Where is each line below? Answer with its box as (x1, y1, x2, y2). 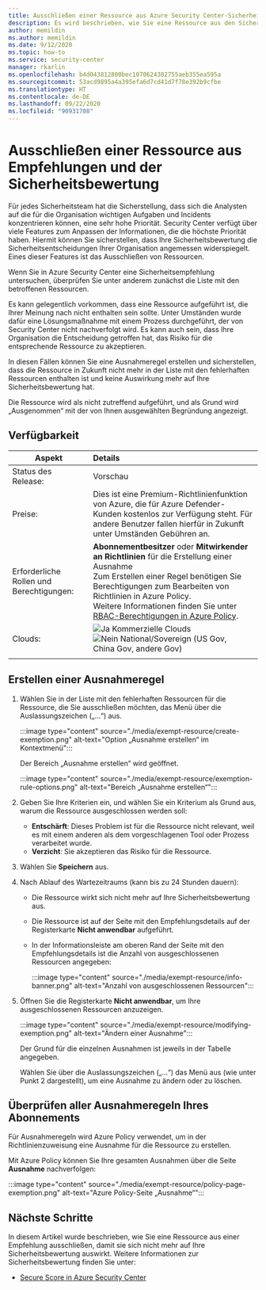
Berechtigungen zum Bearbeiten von (93, 580, 230, 591)
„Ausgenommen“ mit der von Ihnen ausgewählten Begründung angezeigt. (8, 406, 249, 415)
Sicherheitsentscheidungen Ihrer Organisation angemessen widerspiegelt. (8, 243, 251, 253)
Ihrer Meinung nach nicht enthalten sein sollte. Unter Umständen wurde (8, 307, 241, 317)
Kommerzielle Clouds (112, 623, 192, 634)
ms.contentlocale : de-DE (8, 93, 90, 101)
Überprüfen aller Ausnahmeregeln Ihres (8, 1098, 209, 1112)
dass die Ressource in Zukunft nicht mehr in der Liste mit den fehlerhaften (8, 365, 250, 375)
